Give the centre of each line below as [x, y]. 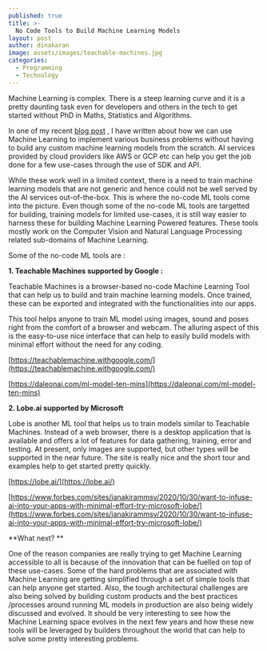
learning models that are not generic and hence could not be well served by [133, 188]
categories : [28, 61]
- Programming [39, 68]
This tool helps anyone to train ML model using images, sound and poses [129, 319]
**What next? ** [36, 538]
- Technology [37, 75]
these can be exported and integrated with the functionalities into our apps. [133, 303]
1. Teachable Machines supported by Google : [86, 271]
